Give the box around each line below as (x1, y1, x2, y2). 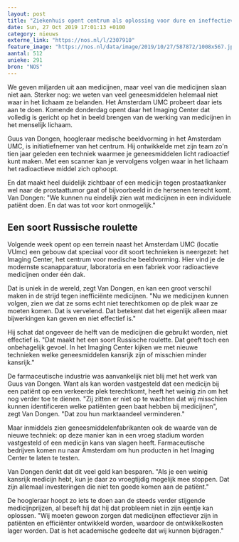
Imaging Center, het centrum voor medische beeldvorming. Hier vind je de (7, 255, 225, 264)
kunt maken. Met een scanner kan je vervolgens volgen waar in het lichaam (7, 157, 229, 166)
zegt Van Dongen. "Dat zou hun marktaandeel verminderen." (7, 410, 185, 418)
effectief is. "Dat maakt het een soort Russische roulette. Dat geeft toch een (7, 335, 230, 345)
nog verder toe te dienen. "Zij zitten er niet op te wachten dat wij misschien (7, 395, 228, 403)
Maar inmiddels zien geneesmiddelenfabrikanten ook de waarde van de (7, 423, 218, 432)
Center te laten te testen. (7, 454, 80, 462)
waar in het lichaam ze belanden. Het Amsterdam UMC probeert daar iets (7, 97, 223, 107)
